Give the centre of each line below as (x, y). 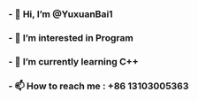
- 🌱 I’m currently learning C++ (73, 61)
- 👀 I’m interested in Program (71, 37)
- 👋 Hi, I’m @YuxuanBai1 (61, 14)
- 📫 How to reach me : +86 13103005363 (99, 86)
